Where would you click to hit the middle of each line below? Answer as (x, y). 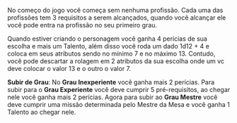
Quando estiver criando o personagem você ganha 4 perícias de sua (107, 39)
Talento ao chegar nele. (42, 112)
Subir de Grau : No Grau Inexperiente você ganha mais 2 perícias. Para (111, 82)
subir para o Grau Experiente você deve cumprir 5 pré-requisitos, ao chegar (119, 90)
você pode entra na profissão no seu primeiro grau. (82, 25)
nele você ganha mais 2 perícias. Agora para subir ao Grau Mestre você (112, 97)
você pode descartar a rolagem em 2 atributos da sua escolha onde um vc (116, 61)
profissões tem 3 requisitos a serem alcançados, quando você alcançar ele (117, 18)
